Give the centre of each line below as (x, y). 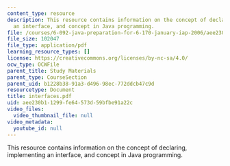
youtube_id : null (38, 128)
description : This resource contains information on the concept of (107, 20)
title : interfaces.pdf (39, 97)
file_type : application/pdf (47, 45)
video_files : (26, 109)
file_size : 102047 (33, 39)
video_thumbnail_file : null (53, 115)
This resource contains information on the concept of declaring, (97, 147)
